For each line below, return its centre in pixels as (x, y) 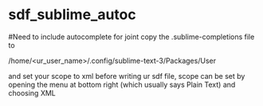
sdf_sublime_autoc (73, 15)
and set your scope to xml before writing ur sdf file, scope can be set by (127, 76)
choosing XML (32, 92)
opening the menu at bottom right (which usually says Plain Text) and (122, 84)
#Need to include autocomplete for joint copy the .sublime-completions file (131, 37)
